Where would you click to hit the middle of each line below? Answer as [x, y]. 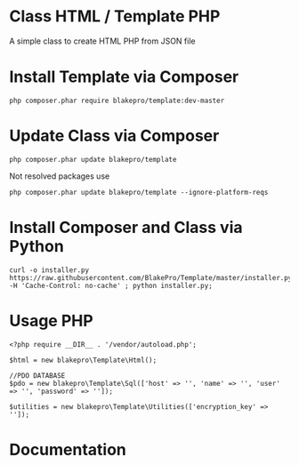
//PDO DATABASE [37, 375]
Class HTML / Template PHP [115, 16]
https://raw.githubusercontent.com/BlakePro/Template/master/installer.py [151, 277]
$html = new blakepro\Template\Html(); [83, 360]
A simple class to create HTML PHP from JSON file [102, 41]
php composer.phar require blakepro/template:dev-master [117, 100]
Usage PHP [51, 321]
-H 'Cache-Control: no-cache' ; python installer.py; [111, 285]
